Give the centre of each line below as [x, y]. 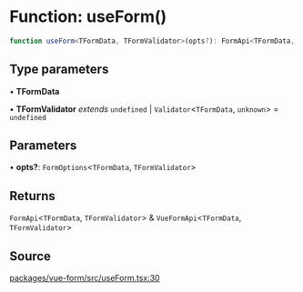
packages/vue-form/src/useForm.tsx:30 [85, 278]
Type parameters [59, 70]
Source [30, 256]
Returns [33, 196]
